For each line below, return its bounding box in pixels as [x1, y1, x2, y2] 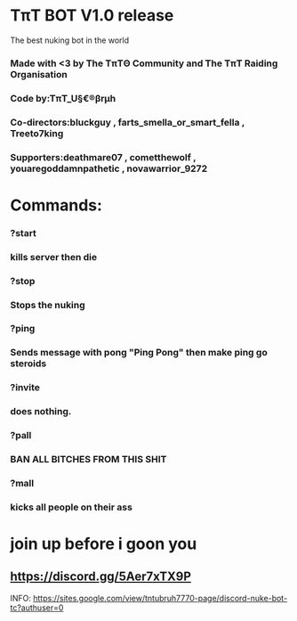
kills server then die [10, 250, 97, 263]
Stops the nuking [10, 298, 85, 311]
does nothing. [10, 405, 72, 418]
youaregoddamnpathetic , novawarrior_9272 [10, 162, 208, 175]
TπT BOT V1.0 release [10, 5, 174, 26]
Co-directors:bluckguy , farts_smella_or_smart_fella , [10, 116, 245, 128]
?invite [10, 381, 41, 394]
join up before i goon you [10, 534, 197, 554]
